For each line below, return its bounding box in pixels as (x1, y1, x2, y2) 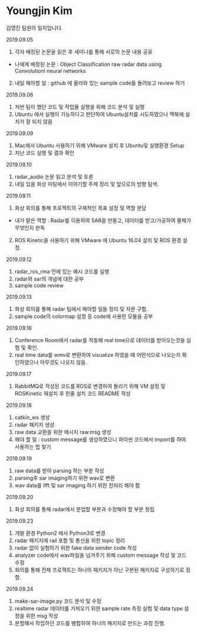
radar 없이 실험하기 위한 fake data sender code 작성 (14, 544, 137, 551)
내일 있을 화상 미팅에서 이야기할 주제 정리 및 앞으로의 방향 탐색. (14, 180, 159, 188)
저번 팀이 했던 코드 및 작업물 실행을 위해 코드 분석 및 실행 (14, 103, 145, 110)
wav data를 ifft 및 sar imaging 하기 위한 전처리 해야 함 (14, 481, 140, 489)
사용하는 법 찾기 (14, 443, 51, 450)
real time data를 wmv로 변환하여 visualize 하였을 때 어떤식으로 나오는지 (14, 351, 181, 358)
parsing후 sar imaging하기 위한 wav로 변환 (14, 474, 115, 481)
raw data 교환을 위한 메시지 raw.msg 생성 (14, 428, 112, 436)
